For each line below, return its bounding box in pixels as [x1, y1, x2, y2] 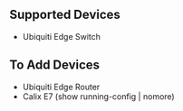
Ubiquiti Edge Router [22, 81, 101, 92]
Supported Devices [9, 7, 120, 23]
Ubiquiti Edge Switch [22, 31, 101, 42]
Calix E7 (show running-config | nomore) [22, 90, 175, 102]
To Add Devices [9, 58, 101, 73]
